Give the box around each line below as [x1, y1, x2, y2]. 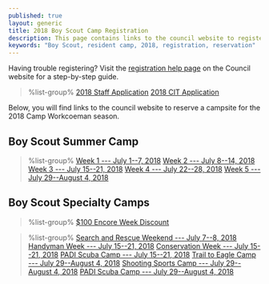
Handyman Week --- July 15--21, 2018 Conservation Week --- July [27, 241, 249, 250]
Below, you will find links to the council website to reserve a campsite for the [8, 103, 261, 113]
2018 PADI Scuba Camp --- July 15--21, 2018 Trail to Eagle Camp [42, 250, 256, 259]
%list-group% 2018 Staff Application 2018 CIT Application [27, 87, 219, 97]
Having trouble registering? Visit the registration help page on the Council [8, 63, 251, 73]
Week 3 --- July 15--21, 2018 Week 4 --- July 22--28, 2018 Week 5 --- [27, 164, 261, 174]
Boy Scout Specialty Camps [8, 196, 151, 210]
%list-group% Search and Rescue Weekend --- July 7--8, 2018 [27, 233, 238, 242]
